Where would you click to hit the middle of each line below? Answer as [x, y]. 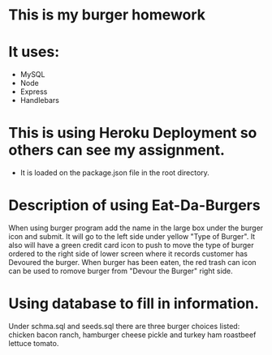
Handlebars [39, 101]
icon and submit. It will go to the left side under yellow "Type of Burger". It [132, 236]
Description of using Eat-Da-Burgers [135, 205]
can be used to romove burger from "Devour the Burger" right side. [121, 271]
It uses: [34, 52]
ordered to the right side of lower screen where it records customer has [128, 254]
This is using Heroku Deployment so [133, 133]
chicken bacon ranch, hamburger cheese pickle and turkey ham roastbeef [132, 335]
